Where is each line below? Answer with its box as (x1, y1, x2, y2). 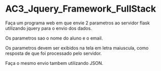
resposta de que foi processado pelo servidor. (5, 50, 102, 56)
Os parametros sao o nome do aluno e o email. (5, 35, 103, 41)
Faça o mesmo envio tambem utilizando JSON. (5, 60, 104, 66)
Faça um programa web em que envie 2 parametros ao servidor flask (5, 20, 150, 26)
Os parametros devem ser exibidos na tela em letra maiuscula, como (5, 45, 149, 51)
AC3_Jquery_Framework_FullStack (5, 3, 156, 15)
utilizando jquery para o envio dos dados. (5, 25, 92, 31)
